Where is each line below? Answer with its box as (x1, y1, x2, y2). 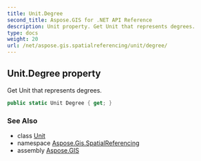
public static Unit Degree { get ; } (7, 100, 112, 106)
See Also (7, 115, 38, 125)
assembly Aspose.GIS (17, 146, 79, 154)
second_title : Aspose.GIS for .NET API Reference (7, 17, 153, 23)
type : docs (7, 29, 39, 37)
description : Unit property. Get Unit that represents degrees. (7, 23, 195, 30)
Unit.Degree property (7, 68, 101, 79)
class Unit (17, 131, 46, 140)
